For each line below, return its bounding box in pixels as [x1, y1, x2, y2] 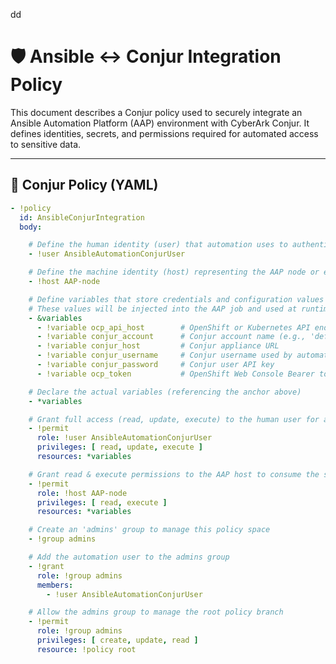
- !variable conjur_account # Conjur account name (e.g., [36, 332, 307, 342]
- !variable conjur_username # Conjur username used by [36, 350, 293, 361]
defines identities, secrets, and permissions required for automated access [10, 127, 319, 139]
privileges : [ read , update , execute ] [36, 442, 203, 453]
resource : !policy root [36, 644, 137, 654]
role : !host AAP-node [36, 488, 128, 498]
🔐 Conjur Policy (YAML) [10, 177, 159, 194]
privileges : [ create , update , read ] [36, 635, 199, 645]
